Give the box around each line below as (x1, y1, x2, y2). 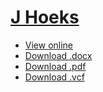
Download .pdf (24, 60, 87, 72)
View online (24, 39, 74, 51)
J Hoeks (10, 6, 80, 29)
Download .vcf (24, 71, 85, 83)
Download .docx (24, 49, 93, 61)
